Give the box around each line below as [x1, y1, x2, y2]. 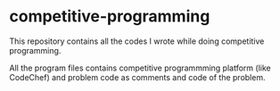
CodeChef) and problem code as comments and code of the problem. [9, 71, 266, 82]
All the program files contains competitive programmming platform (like [9, 62, 271, 73]
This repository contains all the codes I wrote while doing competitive [9, 36, 265, 46]
